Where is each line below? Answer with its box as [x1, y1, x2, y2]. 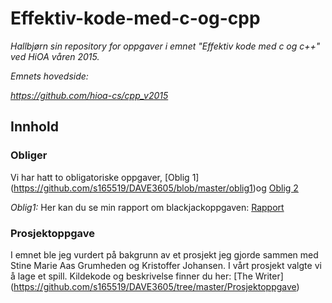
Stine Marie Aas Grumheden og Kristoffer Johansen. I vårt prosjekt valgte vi [10, 259, 322, 271]
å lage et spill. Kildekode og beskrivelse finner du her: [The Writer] [10, 270, 284, 282]
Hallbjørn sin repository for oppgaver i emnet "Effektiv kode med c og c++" [10, 40, 321, 52]
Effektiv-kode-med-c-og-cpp [10, 7, 261, 30]
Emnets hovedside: [10, 70, 89, 82]
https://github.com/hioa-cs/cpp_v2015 [10, 89, 169, 101]
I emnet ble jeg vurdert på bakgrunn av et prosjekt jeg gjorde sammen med [10, 248, 319, 261]
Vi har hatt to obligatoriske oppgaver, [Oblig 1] [10, 171, 200, 183]
